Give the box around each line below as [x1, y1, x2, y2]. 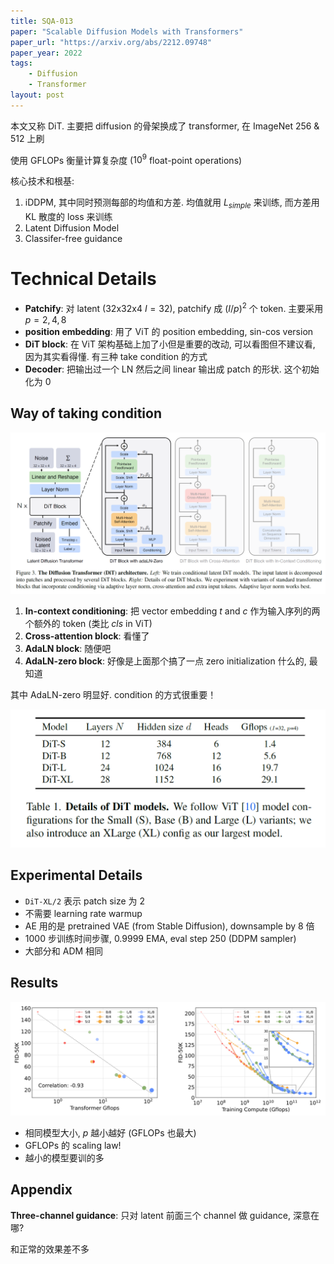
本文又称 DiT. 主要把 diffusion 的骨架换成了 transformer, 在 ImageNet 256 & [10, 120, 320, 132]
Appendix [10, 1181, 73, 1199]
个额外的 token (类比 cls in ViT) [24, 617, 153, 629]
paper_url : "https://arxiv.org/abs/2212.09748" [10, 37, 213, 47]
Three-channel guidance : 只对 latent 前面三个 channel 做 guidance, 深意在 [10, 1209, 320, 1221]
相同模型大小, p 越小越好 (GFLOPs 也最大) [24, 1126, 197, 1139]
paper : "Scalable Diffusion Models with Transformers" [10, 26, 244, 37]
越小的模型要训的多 [24, 1151, 105, 1164]
